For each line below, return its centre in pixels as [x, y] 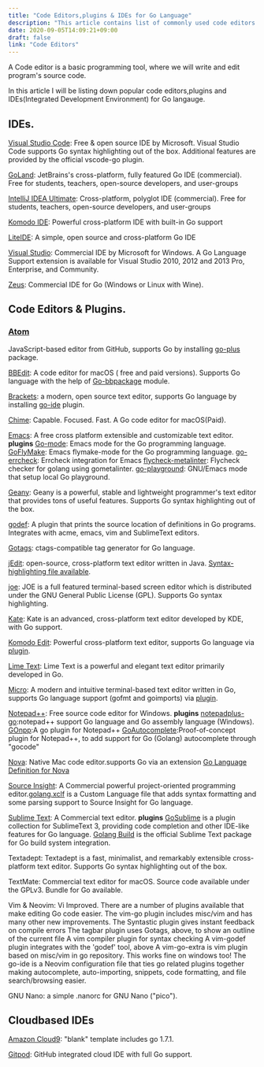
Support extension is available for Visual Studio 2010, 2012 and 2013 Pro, [126, 261]
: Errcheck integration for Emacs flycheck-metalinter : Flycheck [138, 460]
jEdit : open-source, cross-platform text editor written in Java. [108, 563]
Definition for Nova [39, 770]
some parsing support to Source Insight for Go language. [100, 802]
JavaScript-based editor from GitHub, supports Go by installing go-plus [124, 349]
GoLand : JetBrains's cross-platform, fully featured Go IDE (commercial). [125, 175]
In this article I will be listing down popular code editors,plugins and [117, 91]
